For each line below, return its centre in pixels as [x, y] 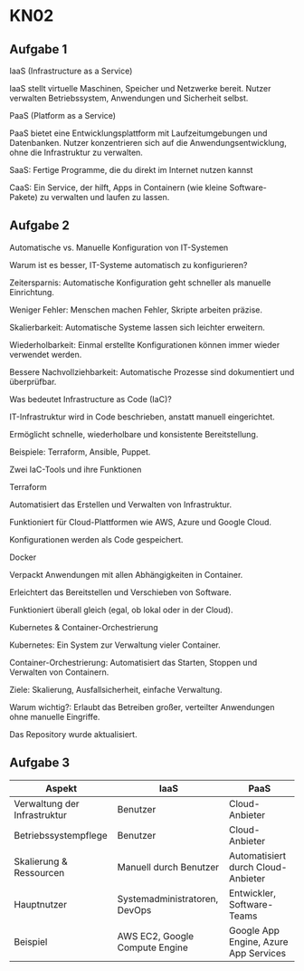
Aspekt [61, 788]
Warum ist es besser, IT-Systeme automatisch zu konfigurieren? [128, 264]
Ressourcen [39, 872]
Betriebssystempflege [61, 835]
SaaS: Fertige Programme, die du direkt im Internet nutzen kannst [131, 170]
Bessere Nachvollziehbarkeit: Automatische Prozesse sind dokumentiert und [152, 371]
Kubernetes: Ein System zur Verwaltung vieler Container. [115, 645]
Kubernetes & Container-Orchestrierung [84, 627]
